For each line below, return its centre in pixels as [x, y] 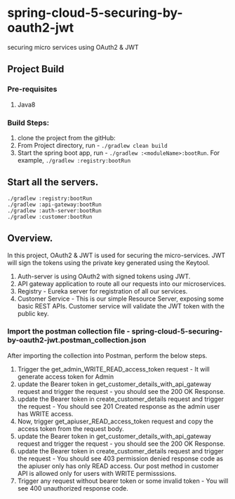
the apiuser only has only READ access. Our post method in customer [118, 466]
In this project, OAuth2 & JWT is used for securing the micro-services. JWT [116, 255]
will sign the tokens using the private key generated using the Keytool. [109, 262]
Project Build [36, 69]
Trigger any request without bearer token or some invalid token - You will [123, 481]
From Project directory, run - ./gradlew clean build [92, 145]
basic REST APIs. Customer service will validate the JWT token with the [121, 306]
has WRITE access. [45, 413]
